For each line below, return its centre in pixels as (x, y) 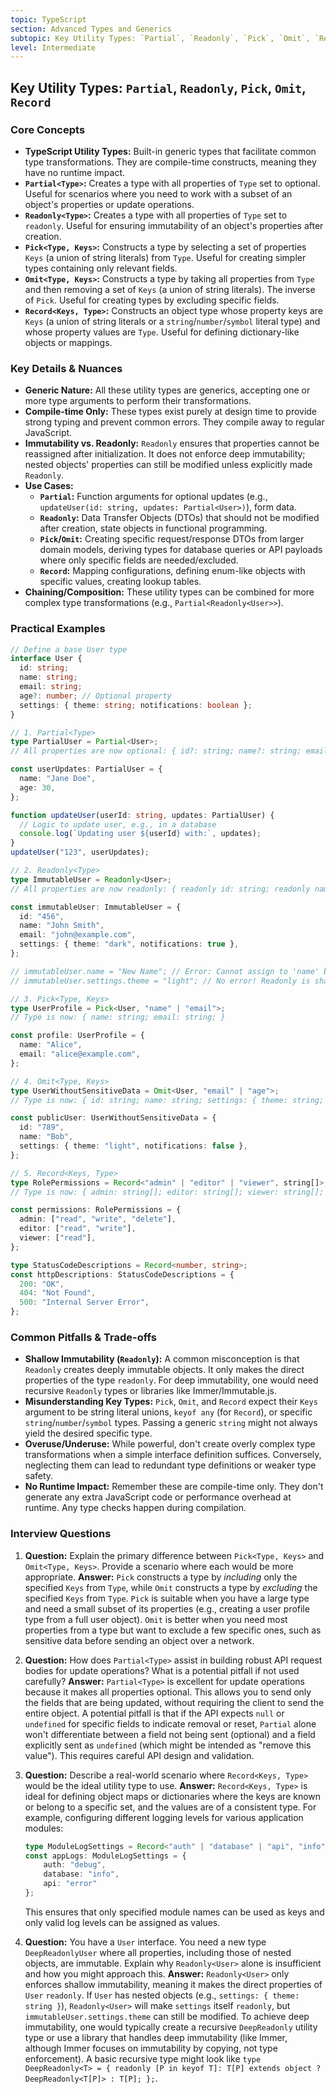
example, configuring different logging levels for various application (164, 1817)
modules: (44, 1828)
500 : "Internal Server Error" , (84, 1302)
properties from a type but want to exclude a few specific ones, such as (173, 1630)
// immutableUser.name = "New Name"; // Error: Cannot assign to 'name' (165, 971)
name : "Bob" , (46, 1137)
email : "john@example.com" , (78, 935)
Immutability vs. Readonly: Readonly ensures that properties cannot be (172, 443)
